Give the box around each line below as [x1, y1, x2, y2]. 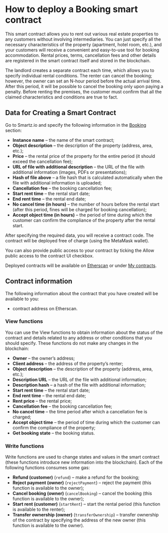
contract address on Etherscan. [12, 305, 78, 311]
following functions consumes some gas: [5, 465, 90, 471]
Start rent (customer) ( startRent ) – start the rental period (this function [12, 501, 160, 507]
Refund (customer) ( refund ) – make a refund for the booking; [12, 474, 139, 481]
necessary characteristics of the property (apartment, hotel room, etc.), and [5, 41, 162, 47]
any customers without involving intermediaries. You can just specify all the [5, 36, 161, 42]
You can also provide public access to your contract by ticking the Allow [5, 247, 154, 253]
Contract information [5, 277, 73, 286]
